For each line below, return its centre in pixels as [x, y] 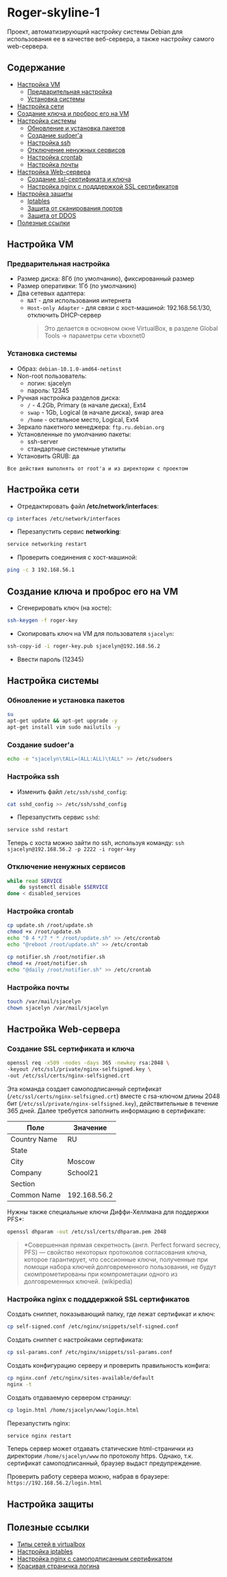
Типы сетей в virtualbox [51, 1544]
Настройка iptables [45, 1551]
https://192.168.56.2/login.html [55, 1483]
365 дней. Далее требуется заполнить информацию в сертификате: [106, 1111]
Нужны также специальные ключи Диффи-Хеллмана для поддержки [108, 1211]
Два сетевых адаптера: [51, 294]
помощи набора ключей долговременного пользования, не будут [120, 1266]
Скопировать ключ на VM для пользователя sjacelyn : [95, 633]
